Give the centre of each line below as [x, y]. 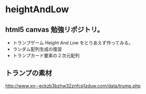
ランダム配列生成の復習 [37, 49]
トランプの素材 [29, 73]
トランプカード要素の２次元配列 [46, 55]
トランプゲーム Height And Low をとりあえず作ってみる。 [73, 43]
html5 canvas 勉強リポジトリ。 [55, 29]
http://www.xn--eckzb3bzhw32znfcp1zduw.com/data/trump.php [73, 86]
